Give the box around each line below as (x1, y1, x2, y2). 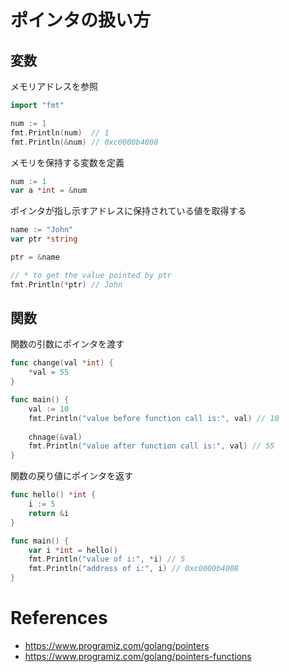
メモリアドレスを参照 (10, 81, 98, 92)
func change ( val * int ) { (10, 358, 114, 368)
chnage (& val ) (28, 432, 83, 442)
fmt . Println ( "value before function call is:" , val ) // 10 (28, 413, 280, 423)
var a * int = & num (10, 186, 87, 196)
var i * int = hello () (28, 545, 118, 555)
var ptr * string (10, 234, 78, 245)
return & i (28, 508, 70, 518)
